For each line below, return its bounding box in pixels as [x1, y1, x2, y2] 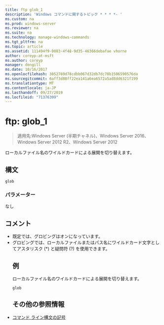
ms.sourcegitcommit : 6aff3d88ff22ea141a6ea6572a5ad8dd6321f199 [5, 76, 138, 81]
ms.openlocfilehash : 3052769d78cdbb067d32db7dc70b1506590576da [5, 72, 138, 77]
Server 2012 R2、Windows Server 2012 [37, 139, 118, 145]
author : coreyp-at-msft [5, 53, 54, 58]
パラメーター [5, 191, 36, 198]
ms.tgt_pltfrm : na [5, 40, 43, 45]
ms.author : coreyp [5, 58, 43, 63]
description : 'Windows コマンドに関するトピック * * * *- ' [5, 12, 123, 17]
